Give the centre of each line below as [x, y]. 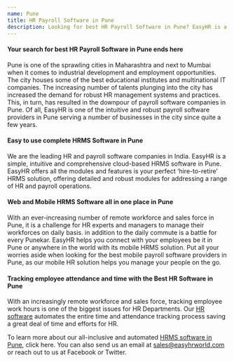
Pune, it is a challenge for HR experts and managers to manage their [106, 224]
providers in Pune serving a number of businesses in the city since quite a [114, 117]
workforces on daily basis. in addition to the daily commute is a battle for [112, 232]
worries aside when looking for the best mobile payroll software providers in [117, 255]
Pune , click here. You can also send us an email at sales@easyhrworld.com [116, 345]
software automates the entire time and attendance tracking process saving [116, 316]
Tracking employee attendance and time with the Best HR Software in [110, 279]
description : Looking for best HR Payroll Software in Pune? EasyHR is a [117, 27]
